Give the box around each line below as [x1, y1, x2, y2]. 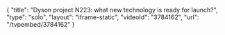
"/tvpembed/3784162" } [6, 21, 75, 28]
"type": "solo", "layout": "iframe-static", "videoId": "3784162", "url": [6, 13, 199, 21]
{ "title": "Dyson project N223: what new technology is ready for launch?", [6, 6, 218, 14]
